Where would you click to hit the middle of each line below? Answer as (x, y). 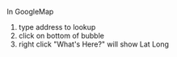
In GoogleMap (30, 12)
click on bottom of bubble (61, 36)
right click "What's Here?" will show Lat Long (94, 44)
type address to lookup (57, 27)
